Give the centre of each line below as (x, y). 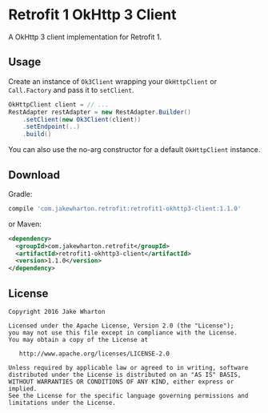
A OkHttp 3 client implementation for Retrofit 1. (85, 37)
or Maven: (25, 224)
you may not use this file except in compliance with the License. (123, 333)
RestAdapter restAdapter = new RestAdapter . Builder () (100, 112)
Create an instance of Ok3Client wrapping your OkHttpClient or (113, 81)
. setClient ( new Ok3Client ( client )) (82, 119)
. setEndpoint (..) (52, 127)
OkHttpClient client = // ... (59, 104)
